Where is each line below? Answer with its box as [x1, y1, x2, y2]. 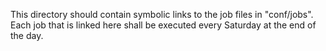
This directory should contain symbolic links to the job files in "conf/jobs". [10, 9, 314, 20]
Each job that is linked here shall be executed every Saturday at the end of [10, 19, 317, 31]
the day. [10, 30, 44, 41]
